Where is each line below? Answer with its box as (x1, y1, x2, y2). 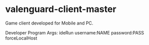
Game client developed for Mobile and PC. (5, 20, 93, 26)
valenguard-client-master (5, 3, 117, 15)
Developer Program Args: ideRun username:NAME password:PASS (5, 29, 144, 35)
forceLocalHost (5, 35, 37, 41)
